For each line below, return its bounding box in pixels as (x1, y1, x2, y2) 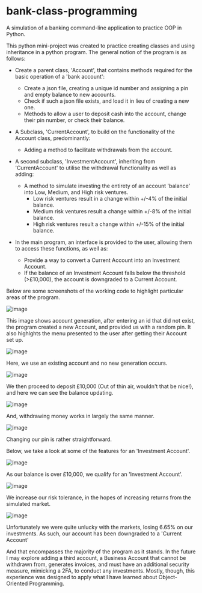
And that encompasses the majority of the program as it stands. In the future (6, 548, 196, 555)
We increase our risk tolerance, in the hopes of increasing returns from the (6, 494, 191, 501)
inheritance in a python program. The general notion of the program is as (6, 48, 187, 55)
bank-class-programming (6, 4, 138, 18)
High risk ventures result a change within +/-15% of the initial (32, 220, 185, 228)
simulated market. (6, 500, 51, 507)
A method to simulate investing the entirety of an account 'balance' (23, 182, 191, 189)
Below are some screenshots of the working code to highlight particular (6, 287, 184, 294)
